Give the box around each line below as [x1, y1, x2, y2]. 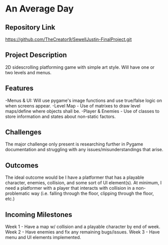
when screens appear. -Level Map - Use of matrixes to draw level [5, 102, 140, 108]
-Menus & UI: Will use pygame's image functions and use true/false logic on [5, 97, 162, 103]
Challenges [5, 128, 42, 137]
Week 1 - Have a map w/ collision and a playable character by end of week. [5, 224, 160, 230]
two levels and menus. [5, 69, 52, 75]
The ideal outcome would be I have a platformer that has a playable [5, 174, 144, 181]
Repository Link [5, 23, 56, 32]
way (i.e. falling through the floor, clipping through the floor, [31, 190, 154, 196]
